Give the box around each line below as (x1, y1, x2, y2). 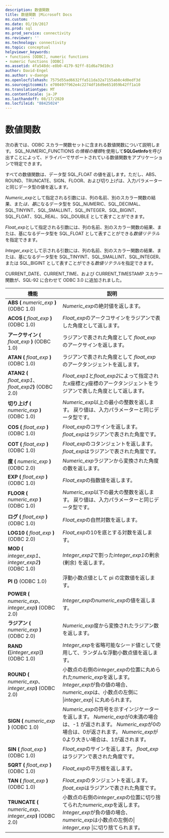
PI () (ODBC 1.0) (8, 578, 47, 585)
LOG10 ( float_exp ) (8, 529, 55, 537)
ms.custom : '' (5, 17, 35, 22)
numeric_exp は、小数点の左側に (62, 689, 138, 696)
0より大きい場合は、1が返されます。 (62, 736, 149, 743)
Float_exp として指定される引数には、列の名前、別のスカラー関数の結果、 (5, 224, 157, 231)
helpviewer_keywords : (5, 49, 51, 54)
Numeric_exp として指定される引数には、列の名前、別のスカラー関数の (5, 195, 151, 201)
